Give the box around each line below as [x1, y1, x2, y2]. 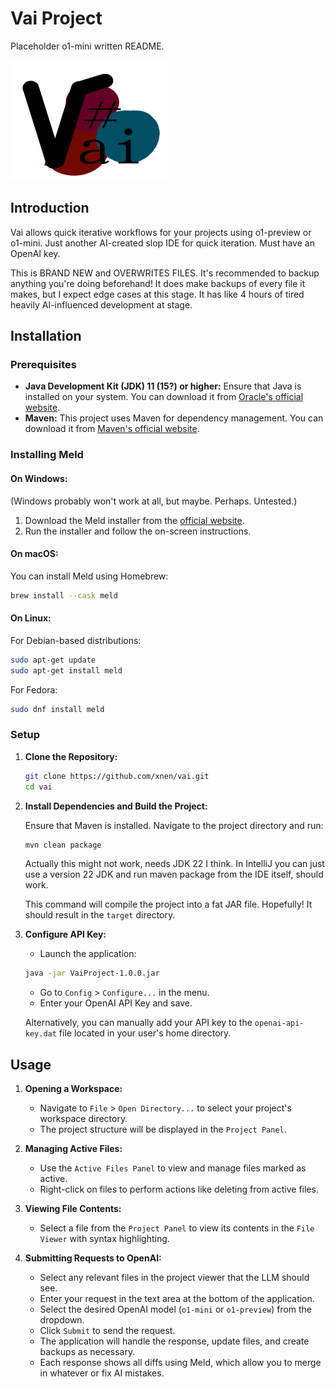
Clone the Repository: [24, 750, 118, 762]
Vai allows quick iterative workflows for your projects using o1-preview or [10, 226, 312, 238]
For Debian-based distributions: [10, 634, 142, 646]
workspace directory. [39, 1113, 128, 1125]
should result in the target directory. [24, 909, 176, 921]
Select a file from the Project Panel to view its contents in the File [39, 1222, 315, 1234]
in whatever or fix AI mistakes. [39, 1367, 165, 1379]
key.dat [24, 1029, 57, 1039]
